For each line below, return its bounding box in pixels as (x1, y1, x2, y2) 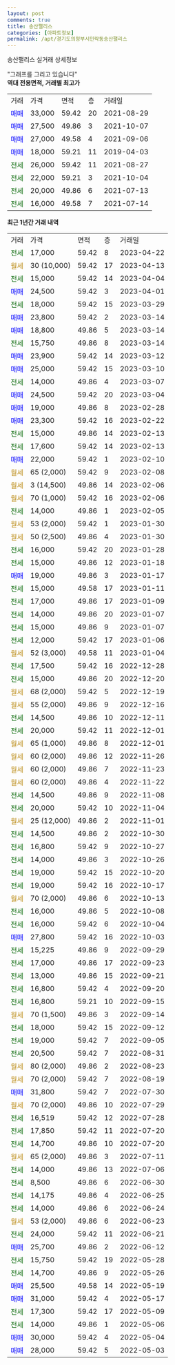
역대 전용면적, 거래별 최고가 (7, 79, 81, 87)
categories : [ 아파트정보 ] (7, 29, 74, 37)
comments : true (7, 17, 51, 23)
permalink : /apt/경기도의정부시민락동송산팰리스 (7, 36, 127, 43)
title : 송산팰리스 (7, 23, 53, 30)
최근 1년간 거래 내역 (7, 218, 59, 227)
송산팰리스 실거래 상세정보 (7, 56, 78, 64)
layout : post (7, 10, 45, 17)
